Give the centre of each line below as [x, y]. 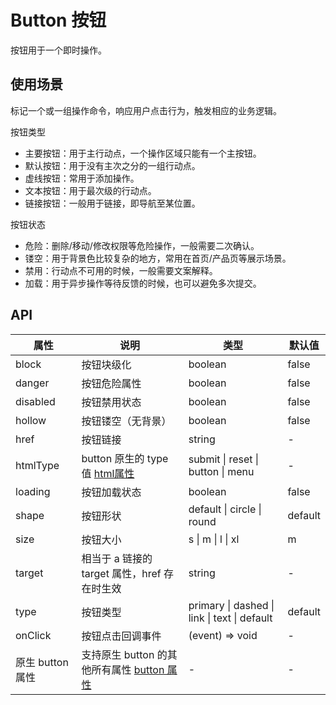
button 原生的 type [125, 458]
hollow [31, 420]
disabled [35, 401]
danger [32, 383]
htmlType [37, 465]
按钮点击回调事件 [121, 636]
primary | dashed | [231, 605]
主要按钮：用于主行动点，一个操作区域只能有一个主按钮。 [143, 153]
